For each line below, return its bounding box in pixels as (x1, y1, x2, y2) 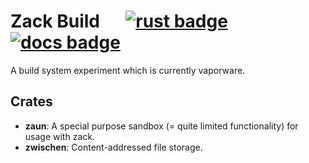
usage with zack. (24, 130, 95, 142)
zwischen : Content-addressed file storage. (24, 141, 203, 153)
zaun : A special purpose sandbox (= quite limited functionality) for (24, 120, 299, 132)
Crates (10, 93, 53, 110)
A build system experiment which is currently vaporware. (10, 64, 246, 76)
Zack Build (10, 10, 100, 33)
